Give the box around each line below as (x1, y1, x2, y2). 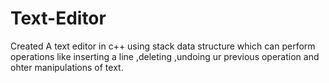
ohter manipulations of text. (10, 61, 124, 73)
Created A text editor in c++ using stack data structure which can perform (10, 40, 316, 52)
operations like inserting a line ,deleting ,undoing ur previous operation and (10, 50, 320, 62)
